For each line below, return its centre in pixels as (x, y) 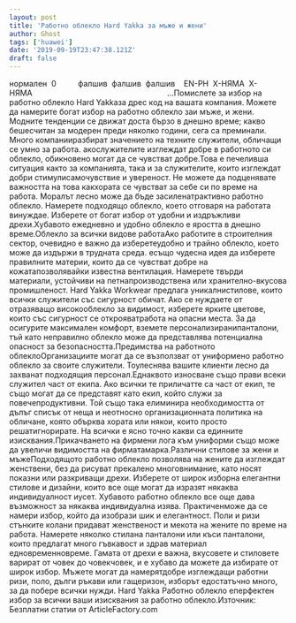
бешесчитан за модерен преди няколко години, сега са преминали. (138, 130)
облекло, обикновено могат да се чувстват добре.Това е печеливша (139, 159)
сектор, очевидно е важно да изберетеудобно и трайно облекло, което (144, 243)
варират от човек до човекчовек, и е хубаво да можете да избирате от (144, 562)
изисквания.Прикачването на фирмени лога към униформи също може (144, 440)
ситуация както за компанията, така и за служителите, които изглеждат (145, 168)
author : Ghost (35, 34)
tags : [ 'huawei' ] (41, 42)
